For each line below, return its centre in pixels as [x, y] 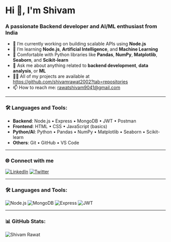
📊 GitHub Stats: [25, 222]
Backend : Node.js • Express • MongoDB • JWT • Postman [74, 121]
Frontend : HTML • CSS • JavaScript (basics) [60, 126]
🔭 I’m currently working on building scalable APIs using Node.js [79, 44]
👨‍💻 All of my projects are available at [51, 77]
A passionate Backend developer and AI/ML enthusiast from [81, 27]
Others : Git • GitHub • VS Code [46, 142]
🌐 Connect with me [30, 160]
